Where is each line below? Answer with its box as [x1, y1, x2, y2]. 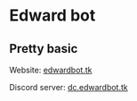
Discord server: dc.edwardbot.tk [9, 82, 128, 92]
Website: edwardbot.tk [9, 64, 93, 75]
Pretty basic [9, 41, 78, 56]
